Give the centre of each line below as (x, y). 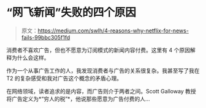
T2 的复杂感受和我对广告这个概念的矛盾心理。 (64, 78)
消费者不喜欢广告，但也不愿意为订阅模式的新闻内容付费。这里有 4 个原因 (98, 50)
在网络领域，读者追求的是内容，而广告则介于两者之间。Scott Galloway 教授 (101, 91)
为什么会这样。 (30, 57)
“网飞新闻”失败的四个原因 (71, 13)
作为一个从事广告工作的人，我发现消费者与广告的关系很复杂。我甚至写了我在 (103, 70)
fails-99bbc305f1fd (46, 37)
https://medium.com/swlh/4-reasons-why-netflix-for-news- (113, 31)
